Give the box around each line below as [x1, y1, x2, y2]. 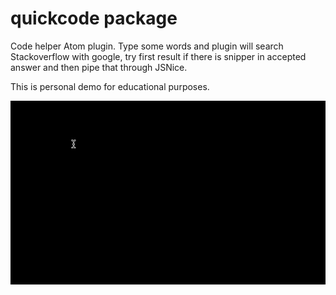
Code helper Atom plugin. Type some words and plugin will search [10, 40, 284, 52]
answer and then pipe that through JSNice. [10, 61, 188, 73]
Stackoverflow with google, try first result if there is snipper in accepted [10, 50, 307, 62]
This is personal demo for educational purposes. [10, 80, 210, 92]
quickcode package [10, 7, 178, 30]
